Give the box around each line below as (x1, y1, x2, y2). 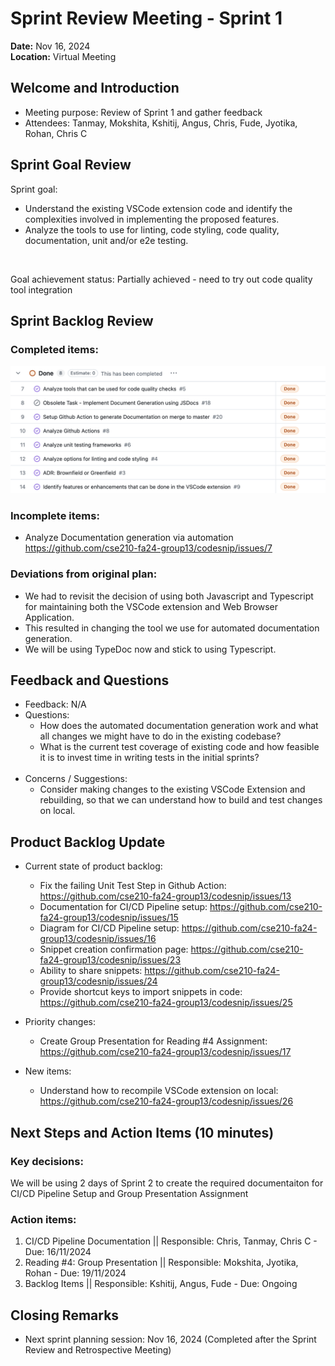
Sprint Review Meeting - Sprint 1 (10, 7, 283, 30)
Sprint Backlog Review (10, 312, 154, 329)
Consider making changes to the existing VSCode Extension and (39, 783, 306, 796)
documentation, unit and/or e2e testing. (24, 234, 189, 246)
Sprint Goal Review (10, 157, 132, 174)
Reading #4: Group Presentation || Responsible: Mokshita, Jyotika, (24, 1257, 299, 1269)
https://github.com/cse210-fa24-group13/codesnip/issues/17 (39, 1046, 292, 1058)
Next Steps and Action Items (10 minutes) (10, 1124, 275, 1141)
